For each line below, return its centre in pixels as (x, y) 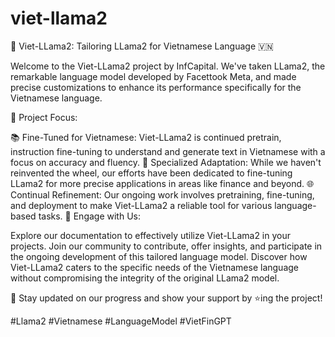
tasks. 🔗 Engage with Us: (90, 216)
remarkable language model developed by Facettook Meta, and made (153, 76)
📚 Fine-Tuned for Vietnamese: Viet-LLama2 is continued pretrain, (146, 137)
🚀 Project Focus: (44, 117)
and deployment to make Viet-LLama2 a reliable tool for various (141, 205)
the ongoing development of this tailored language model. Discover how (159, 256)
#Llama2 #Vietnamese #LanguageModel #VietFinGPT (121, 321)
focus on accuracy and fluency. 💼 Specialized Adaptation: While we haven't (166, 162)
